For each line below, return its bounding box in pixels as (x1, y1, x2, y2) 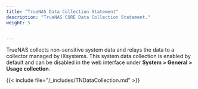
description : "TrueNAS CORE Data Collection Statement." (6, 14, 151, 20)
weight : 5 (6, 20, 31, 26)
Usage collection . (6, 65, 51, 72)
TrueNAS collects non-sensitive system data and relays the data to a (6, 46, 175, 53)
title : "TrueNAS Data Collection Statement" (6, 8, 119, 15)
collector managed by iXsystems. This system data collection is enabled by (6, 53, 191, 60)
